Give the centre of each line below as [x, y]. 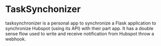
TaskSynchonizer [43, 9]
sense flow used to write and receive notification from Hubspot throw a [80, 33]
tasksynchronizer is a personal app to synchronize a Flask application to [81, 23]
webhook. [16, 39]
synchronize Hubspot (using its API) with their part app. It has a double [79, 28]
